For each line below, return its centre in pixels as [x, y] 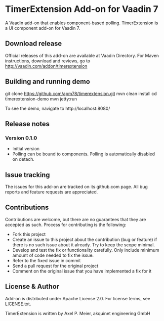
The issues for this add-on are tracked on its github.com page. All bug [77, 187]
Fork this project [29, 234]
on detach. [23, 159]
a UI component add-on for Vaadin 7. [43, 28]
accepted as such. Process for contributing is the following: [66, 225]
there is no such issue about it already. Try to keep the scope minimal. [83, 245]
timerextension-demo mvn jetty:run [41, 99]
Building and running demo [48, 82]
